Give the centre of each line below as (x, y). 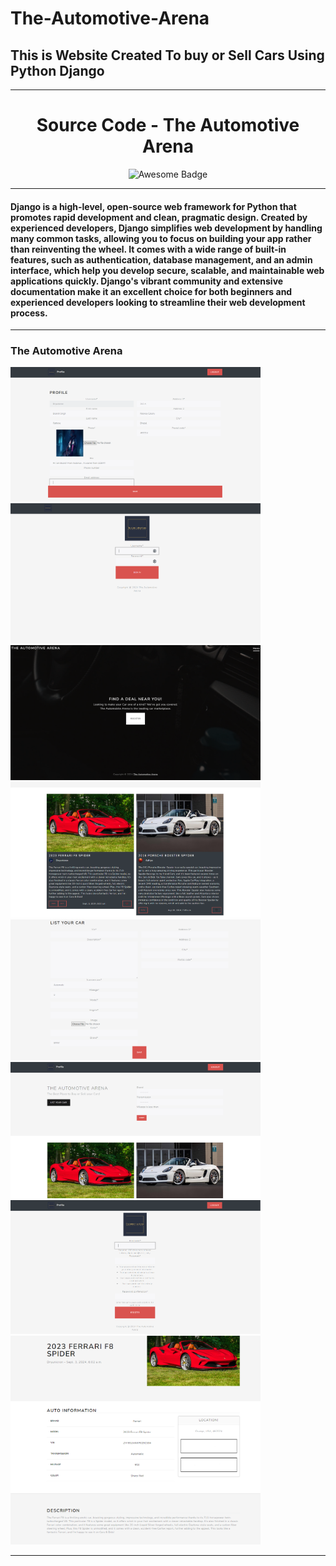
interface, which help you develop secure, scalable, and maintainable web (167, 270)
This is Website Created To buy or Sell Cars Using (167, 55)
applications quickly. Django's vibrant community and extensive (147, 281)
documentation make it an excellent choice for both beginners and (151, 291)
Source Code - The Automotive (168, 125)
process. (29, 313)
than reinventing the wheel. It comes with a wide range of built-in (148, 249)
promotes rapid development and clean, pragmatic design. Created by (159, 217)
